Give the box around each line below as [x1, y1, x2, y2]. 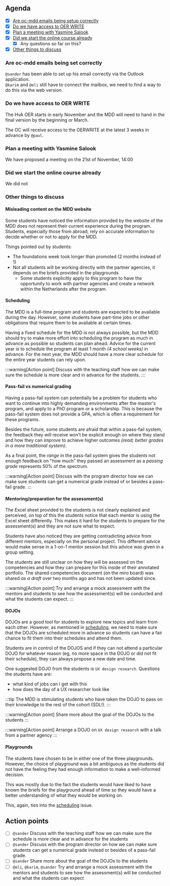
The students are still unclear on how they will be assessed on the [5, 559, 143, 565]
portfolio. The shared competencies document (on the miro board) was [5, 570, 154, 576]
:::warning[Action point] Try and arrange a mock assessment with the [5, 585, 151, 591]
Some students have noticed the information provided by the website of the [5, 217, 163, 224]
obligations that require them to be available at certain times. [5, 319, 132, 325]
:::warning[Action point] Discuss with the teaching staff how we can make [5, 366, 160, 372]
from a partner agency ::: [5, 732, 57, 738]
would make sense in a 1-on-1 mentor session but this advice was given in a [5, 544, 164, 550]
